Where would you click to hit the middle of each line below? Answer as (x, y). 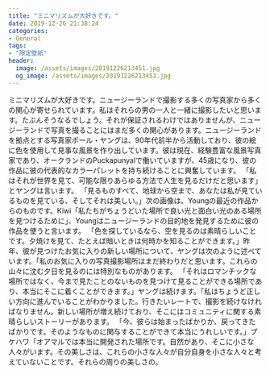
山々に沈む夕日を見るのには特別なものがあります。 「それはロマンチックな (133, 271)
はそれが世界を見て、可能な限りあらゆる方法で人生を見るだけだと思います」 (135, 180)
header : (21, 61)
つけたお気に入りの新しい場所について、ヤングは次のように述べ (149, 251)
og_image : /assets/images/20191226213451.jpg (93, 76)
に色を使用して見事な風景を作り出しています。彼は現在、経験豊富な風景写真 (135, 150)
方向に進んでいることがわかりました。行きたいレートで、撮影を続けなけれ (138, 301)
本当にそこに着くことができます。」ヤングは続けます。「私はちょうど (135, 291)
